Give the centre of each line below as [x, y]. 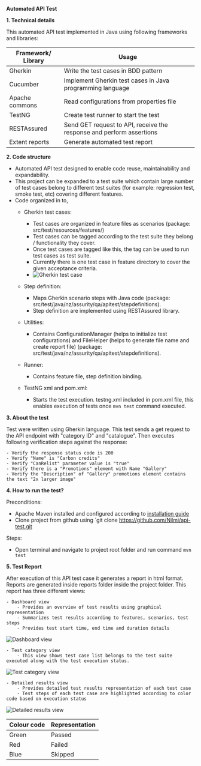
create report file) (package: [68, 347]
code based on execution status [46, 699]
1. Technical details [31, 20]
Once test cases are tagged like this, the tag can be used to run [111, 249]
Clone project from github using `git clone [66, 520]
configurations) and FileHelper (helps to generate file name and [111, 340]
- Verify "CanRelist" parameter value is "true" [68, 463]
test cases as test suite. [62, 255]
